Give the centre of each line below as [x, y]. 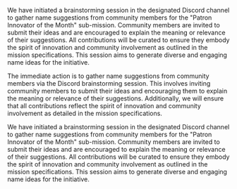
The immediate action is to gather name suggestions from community [108, 76]
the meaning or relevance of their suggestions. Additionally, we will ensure [116, 98]
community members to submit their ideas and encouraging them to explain [117, 91]
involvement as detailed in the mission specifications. [85, 113]
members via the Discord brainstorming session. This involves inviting [109, 83]
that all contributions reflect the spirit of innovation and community [104, 106]
